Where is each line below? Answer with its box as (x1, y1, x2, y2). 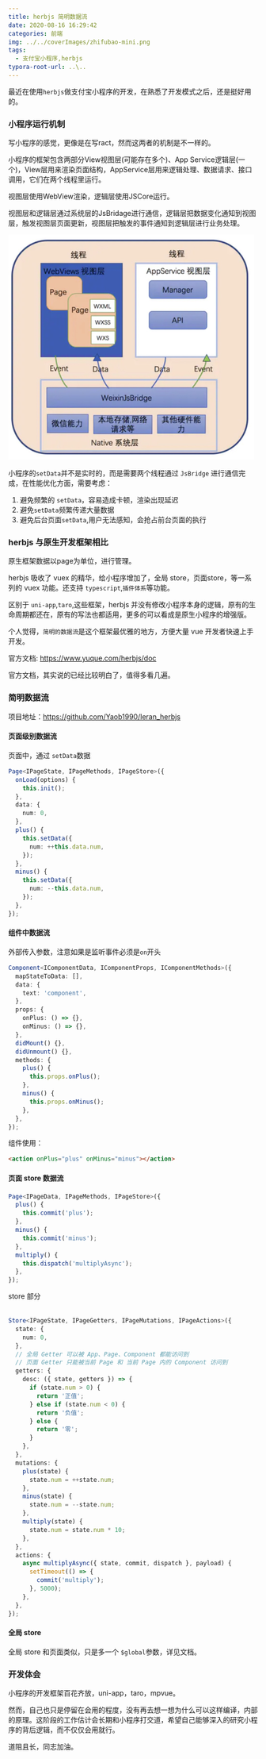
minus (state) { (22, 1492, 73, 1500)
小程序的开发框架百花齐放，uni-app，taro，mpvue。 (8, 1688, 180, 1698)
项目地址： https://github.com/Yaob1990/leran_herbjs (8, 711, 180, 722)
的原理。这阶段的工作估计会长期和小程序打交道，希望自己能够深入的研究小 (8, 1715, 251, 1724)
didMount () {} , (15, 1039, 66, 1047)
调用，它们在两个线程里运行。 (8, 175, 105, 184)
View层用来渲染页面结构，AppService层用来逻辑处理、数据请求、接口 (25, 165, 253, 175)
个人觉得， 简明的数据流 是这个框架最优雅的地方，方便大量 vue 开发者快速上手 (8, 627, 254, 637)
